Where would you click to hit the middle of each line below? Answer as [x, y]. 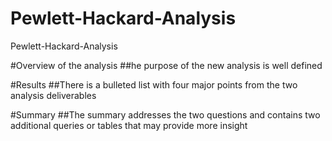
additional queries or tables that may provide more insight [129, 125]
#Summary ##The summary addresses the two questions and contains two [165, 114]
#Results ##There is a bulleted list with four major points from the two [154, 84]
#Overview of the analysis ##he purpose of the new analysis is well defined [166, 65]
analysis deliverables [53, 95]
